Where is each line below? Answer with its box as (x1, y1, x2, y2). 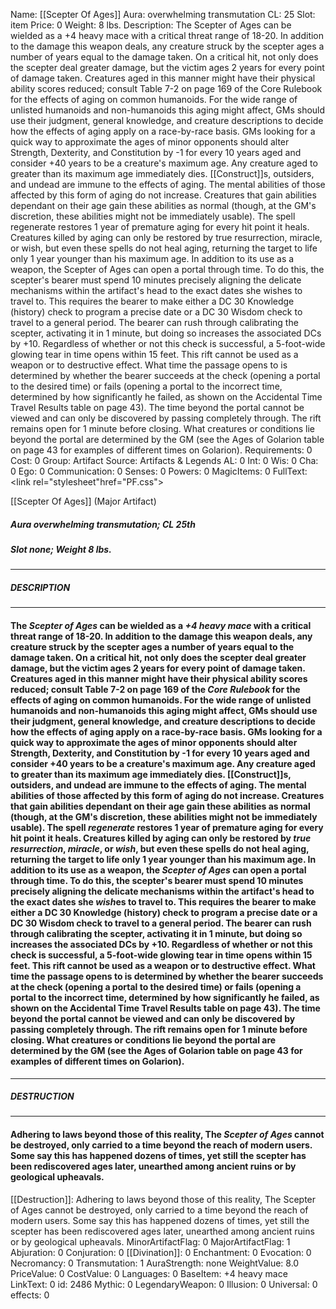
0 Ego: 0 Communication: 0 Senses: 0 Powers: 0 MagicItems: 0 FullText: (10, 465, 308, 477)
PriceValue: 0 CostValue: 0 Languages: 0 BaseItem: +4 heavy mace (10, 1267, 288, 1279)
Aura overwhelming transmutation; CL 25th (10, 518, 196, 530)
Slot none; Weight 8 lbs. (10, 543, 112, 555)
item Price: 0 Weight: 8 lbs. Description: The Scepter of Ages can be (10, 19, 292, 31)
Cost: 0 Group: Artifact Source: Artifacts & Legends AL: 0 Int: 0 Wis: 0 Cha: (10, 455, 319, 466)
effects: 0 (10, 1289, 50, 1301)
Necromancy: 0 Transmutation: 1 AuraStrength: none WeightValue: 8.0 (10, 1257, 300, 1269)
